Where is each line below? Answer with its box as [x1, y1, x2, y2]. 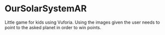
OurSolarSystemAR [4, 3, 87, 14]
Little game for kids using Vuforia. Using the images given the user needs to [4, 19, 160, 25]
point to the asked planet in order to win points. [4, 24, 101, 30]
